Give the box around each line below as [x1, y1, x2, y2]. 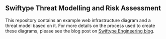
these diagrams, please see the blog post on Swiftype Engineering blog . [5, 27, 155, 34]
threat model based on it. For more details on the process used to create [5, 22, 155, 28]
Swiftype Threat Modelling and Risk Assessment [5, 4, 161, 12]
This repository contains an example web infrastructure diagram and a [5, 17, 151, 23]
